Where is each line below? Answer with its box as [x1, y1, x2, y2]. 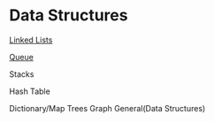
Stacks [9, 68, 34, 80]
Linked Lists [9, 34, 53, 45]
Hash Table [9, 86, 50, 96]
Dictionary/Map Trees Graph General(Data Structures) [9, 103, 206, 113]
